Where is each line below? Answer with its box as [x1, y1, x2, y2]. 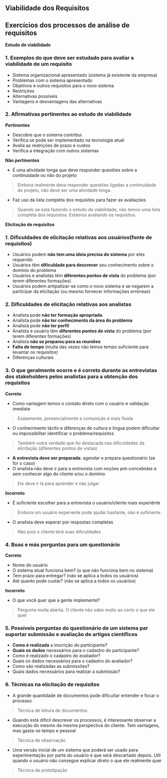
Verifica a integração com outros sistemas [12, 147, 99, 153]
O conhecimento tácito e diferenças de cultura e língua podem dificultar [12, 425, 160, 431]
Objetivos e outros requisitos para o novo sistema [12, 82, 114, 89]
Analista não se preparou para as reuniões [12, 339, 101, 345]
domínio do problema [12, 267, 56, 273]
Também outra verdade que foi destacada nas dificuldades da [17, 440, 145, 446]
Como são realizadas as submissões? [12, 663, 89, 669]
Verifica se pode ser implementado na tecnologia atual [12, 137, 124, 143]
